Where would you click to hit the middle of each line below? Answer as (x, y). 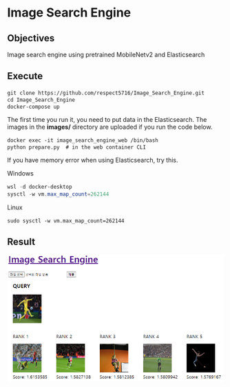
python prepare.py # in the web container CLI (77, 147)
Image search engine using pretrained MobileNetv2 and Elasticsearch (106, 54)
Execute (25, 76)
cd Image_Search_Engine (41, 100)
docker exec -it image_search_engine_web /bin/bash (83, 140)
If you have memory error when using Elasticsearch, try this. (93, 160)
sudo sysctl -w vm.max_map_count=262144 (66, 221)
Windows (21, 173)
